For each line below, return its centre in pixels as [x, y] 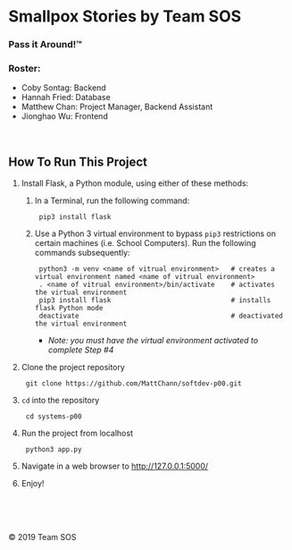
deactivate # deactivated [161, 316]
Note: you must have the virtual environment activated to [153, 341]
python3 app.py [54, 450]
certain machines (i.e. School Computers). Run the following [145, 243]
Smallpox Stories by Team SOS [125, 17]
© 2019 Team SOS [42, 537]
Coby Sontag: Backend [63, 88]
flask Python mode [69, 309]
